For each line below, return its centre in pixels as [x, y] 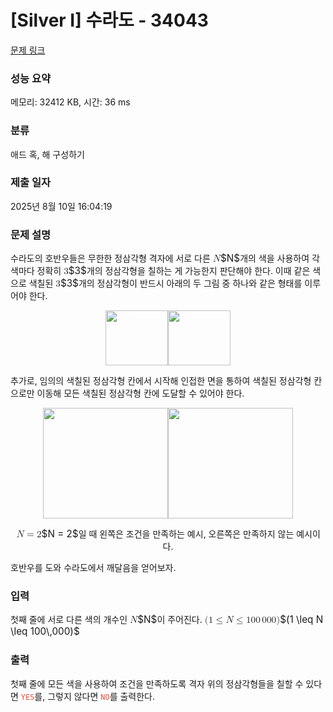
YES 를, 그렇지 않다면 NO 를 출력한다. [88, 696]
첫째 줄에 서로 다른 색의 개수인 [69, 620]
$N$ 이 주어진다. [170, 619]
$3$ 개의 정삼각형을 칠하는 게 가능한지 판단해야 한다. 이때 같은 [189, 271]
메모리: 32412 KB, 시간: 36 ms [70, 102]
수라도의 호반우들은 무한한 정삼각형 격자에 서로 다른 [110, 258]
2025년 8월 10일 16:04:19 [61, 206]
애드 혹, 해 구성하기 [47, 154]
